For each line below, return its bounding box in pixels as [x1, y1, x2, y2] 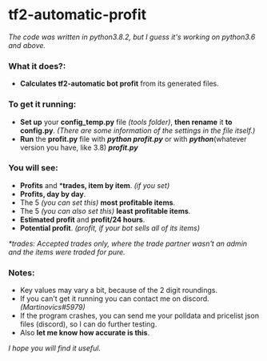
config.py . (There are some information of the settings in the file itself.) [19, 126, 256, 135]
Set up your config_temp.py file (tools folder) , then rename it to [19, 117, 233, 126]
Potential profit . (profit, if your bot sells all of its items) [19, 223, 201, 233]
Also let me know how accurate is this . [19, 328, 150, 338]
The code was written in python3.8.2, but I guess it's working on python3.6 [8, 32, 256, 42]
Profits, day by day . [19, 189, 86, 199]
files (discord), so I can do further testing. [19, 319, 157, 329]
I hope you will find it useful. [8, 343, 102, 353]
